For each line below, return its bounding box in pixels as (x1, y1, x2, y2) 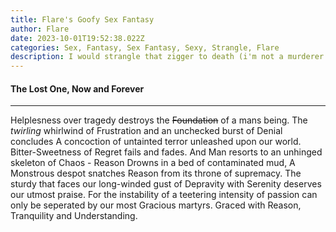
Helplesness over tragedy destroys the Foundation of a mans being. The (10, 114, 308, 126)
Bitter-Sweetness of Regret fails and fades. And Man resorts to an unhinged (10, 146, 323, 158)
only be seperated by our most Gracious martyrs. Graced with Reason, (10, 199, 302, 211)
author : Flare (10, 24, 70, 34)
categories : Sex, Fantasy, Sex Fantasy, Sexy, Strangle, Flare (10, 42, 280, 53)
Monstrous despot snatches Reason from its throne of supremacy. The (10, 167, 302, 180)
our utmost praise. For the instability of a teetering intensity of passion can (10, 189, 318, 201)
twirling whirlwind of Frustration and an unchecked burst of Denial (10, 125, 283, 137)
